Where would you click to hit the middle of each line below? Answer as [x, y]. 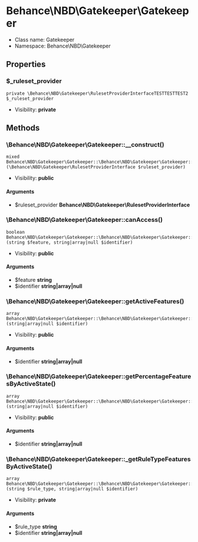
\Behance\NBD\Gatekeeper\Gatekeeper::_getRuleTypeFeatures [98, 459]
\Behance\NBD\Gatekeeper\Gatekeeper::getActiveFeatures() [95, 301]
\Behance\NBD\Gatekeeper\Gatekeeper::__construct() [85, 144]
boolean [16, 232]
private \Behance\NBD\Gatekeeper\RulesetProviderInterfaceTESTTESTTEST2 [97, 93]
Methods [23, 128]
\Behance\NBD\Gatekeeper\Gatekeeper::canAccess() [85, 220]
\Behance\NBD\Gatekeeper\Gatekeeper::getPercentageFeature [99, 377]
